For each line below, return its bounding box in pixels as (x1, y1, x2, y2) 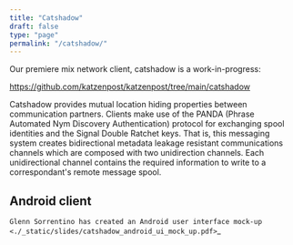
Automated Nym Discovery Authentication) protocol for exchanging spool (9, 118, 285, 129)
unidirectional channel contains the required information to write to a (9, 157, 267, 168)
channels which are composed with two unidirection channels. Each (9, 148, 265, 158)
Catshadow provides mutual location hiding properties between (9, 99, 248, 110)
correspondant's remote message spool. (9, 167, 162, 178)
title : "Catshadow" (9, 13, 84, 23)
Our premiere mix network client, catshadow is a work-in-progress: (9, 64, 261, 75)
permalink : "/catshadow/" (9, 38, 107, 48)
